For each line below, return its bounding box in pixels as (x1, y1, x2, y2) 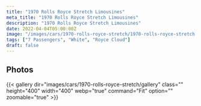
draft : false (6, 43, 39, 49)
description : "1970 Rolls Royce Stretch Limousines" (6, 20, 141, 26)
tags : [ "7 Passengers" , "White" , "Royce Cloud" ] (6, 37, 131, 43)
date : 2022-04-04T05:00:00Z (6, 25, 77, 32)
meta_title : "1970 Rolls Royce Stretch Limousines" (6, 14, 138, 20)
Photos (6, 64, 34, 75)
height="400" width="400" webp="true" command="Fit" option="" (6, 87, 173, 94)
